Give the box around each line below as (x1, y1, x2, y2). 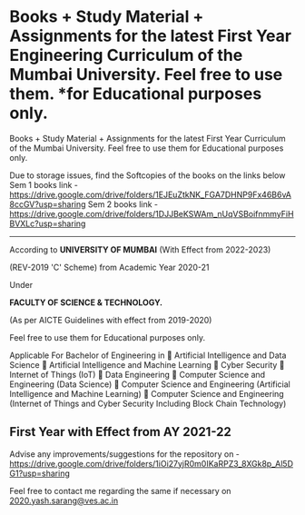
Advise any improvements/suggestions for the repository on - (9, 448, 241, 460)
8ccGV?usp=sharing (9, 198, 86, 210)
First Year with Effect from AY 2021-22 (9, 424, 231, 440)
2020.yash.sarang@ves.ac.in (9, 495, 119, 506)
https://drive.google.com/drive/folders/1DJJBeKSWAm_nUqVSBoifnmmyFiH (9, 208, 294, 219)
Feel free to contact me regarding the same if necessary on (9, 485, 231, 496)
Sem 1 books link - (9, 179, 79, 190)
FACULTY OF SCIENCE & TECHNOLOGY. (9, 297, 163, 308)
